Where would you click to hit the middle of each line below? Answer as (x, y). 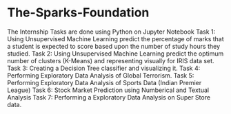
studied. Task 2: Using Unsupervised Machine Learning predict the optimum (115, 54)
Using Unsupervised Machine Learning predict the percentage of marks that (115, 38)
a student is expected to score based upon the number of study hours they (114, 46)
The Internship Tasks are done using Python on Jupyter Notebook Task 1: (111, 32)
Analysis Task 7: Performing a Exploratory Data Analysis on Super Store (109, 97)
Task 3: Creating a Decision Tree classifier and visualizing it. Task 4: (104, 68)
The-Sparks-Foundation (78, 13)
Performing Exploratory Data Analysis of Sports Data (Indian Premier (104, 82)
